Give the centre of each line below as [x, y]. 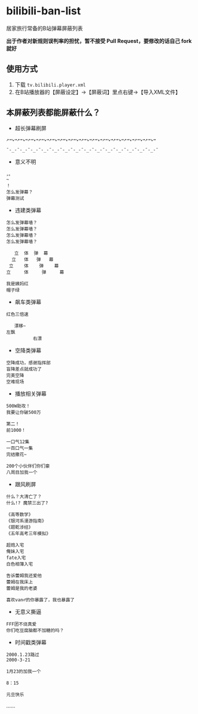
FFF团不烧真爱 [21, 624]
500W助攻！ [18, 406]
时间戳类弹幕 [30, 642]
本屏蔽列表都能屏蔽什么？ [53, 112]
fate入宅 [16, 558]
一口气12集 [18, 442]
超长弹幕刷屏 [30, 128]
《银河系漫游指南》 [26, 521]
